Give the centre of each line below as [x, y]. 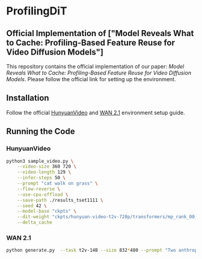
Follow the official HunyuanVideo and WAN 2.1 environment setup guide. [96, 112]
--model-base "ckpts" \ [47, 212]
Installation [28, 98]
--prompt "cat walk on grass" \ [57, 183]
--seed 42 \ [32, 206]
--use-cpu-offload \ [43, 194]
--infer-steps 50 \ [41, 178]
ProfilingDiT [37, 11]
